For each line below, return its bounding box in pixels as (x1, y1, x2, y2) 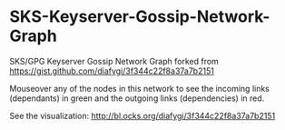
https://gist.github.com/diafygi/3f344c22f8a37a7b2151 (9, 65, 215, 76)
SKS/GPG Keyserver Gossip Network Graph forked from (9, 55, 220, 66)
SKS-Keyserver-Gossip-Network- (9, 6, 270, 27)
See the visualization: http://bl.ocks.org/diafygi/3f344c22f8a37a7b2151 (9, 110, 276, 121)
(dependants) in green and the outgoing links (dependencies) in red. (9, 93, 265, 104)
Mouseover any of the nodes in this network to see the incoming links (9, 83, 270, 94)
